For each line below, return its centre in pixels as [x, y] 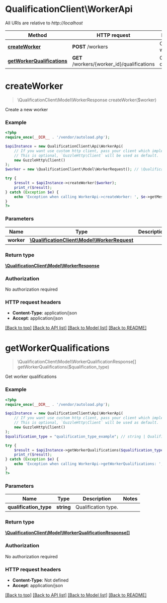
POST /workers [90, 47]
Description [97, 499]
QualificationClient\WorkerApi [69, 9]
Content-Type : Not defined [40, 580]
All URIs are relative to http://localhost [44, 23]
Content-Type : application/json [44, 313]
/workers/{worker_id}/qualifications [113, 64]
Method [38, 35]
